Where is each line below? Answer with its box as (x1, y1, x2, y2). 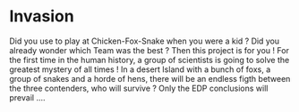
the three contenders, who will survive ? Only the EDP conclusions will (9, 83, 269, 93)
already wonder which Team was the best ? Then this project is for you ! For (9, 44, 289, 55)
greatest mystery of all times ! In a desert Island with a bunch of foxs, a (9, 64, 271, 75)
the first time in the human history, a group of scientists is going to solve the (9, 54, 290, 65)
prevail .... (9, 92, 47, 103)
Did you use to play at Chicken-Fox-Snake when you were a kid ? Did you (9, 36, 280, 46)
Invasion (9, 6, 74, 27)
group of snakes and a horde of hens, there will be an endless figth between (9, 73, 291, 84)
